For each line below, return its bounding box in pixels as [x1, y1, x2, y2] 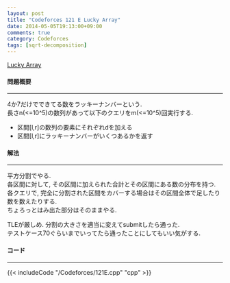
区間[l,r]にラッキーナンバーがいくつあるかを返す [16, 132, 153, 140]
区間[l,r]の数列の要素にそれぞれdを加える [16, 123, 133, 132]
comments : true [7, 29, 51, 36]
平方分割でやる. [7, 172, 51, 180]
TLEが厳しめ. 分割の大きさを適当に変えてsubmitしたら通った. [7, 221, 180, 229]
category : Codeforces [7, 36, 69, 42]
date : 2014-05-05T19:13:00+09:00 [7, 23, 103, 29]
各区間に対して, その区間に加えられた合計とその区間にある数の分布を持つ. [7, 180, 216, 188]
